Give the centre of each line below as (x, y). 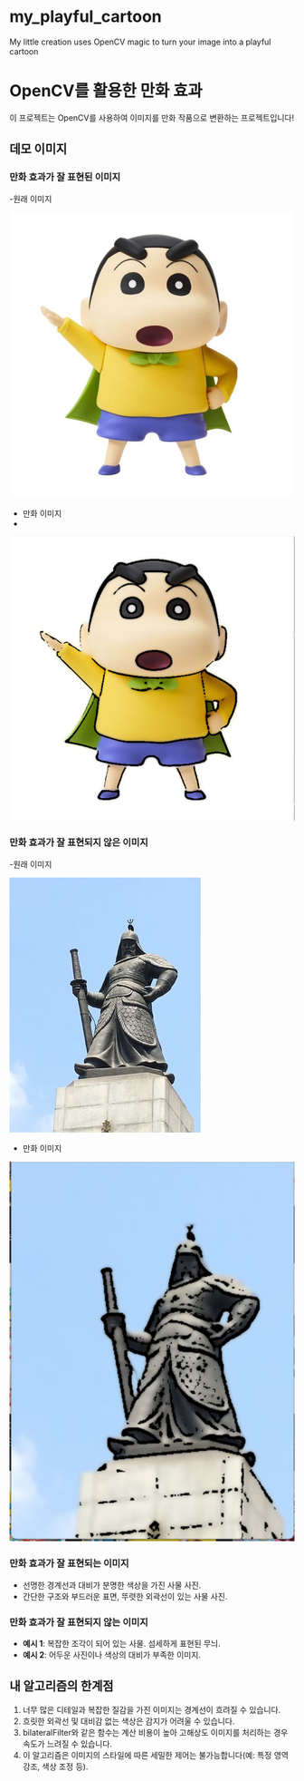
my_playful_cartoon (85, 17)
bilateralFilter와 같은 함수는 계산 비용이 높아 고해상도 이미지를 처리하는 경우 (155, 1732)
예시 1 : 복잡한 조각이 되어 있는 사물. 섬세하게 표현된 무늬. (122, 1643)
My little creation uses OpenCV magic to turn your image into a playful (140, 42)
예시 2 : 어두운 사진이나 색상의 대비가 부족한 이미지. (112, 1654)
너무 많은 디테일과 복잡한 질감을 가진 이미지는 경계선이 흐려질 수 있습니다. (152, 1709)
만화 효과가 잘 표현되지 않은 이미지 (79, 842)
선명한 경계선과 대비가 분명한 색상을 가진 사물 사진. (112, 1585)
